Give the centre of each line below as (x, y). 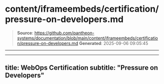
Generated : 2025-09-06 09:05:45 (113, 43)
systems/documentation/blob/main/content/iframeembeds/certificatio (87, 38)
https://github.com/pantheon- (64, 33)
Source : (25, 33)
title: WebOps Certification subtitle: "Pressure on (82, 68)
